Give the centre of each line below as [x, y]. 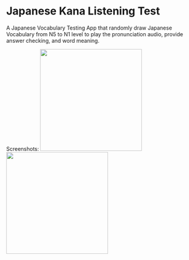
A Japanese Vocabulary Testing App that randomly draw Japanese [89, 28]
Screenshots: [23, 148]
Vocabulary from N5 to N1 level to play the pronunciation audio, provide [95, 34]
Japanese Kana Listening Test [83, 11]
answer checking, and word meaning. [53, 40]
